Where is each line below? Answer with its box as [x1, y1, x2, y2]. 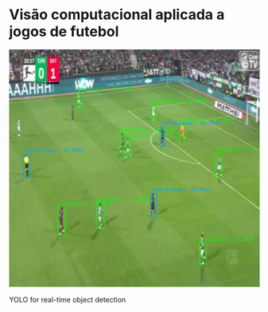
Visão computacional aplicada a [9, 6, 225, 24]
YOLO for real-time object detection [9, 295, 126, 305]
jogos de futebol [9, 22, 119, 41]
